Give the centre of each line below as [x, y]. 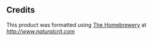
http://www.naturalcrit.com [41, 31]
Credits [21, 10]
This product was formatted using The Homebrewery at [76, 24]
